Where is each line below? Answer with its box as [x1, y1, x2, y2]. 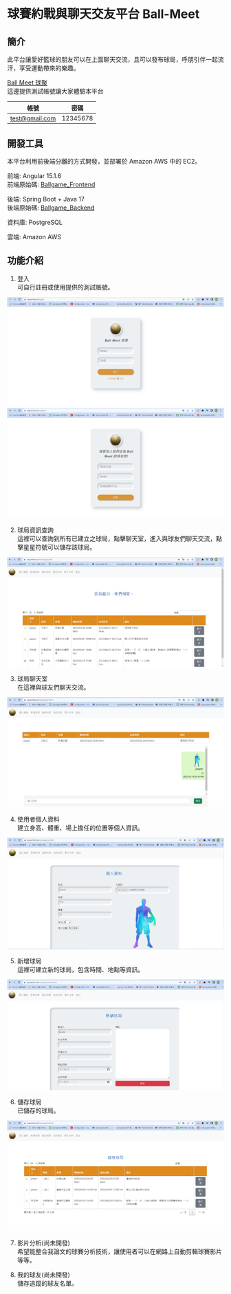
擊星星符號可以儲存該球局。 [16, 542, 96, 551]
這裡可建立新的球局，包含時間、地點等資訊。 [16, 965, 144, 974]
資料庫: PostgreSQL [7, 218, 63, 227]
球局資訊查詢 [16, 525, 54, 534]
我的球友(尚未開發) [16, 1270, 71, 1279]
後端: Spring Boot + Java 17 [7, 195, 85, 204]
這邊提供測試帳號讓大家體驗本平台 [7, 87, 104, 95]
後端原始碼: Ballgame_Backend [7, 204, 95, 212]
